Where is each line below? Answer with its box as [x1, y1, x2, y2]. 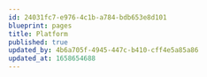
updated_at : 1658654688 [8, 54, 96, 63]
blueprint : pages [8, 21, 73, 30]
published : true [8, 37, 68, 47]
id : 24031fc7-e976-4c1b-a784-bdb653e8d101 [8, 12, 167, 22]
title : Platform [8, 29, 68, 38]
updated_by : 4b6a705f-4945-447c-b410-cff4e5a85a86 [8, 46, 199, 55]
